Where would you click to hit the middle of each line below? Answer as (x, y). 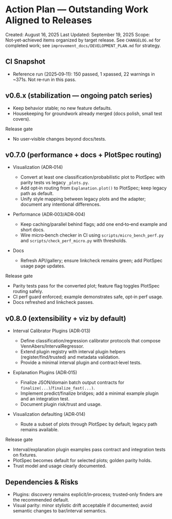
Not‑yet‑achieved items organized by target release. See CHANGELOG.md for (83, 40)
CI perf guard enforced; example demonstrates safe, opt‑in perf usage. (88, 297)
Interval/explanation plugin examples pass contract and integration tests (89, 450)
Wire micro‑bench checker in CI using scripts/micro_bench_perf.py (92, 235)
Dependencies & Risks (42, 482)
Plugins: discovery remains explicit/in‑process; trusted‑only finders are (88, 494)
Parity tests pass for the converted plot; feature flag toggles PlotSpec (86, 286)
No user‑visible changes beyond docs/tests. (59, 139)
